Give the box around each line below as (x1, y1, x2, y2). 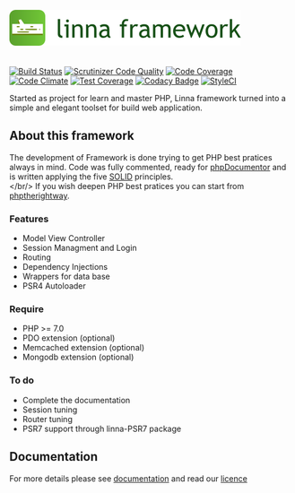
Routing (22, 252, 52, 263)
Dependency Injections (22, 262, 108, 272)
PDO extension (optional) (22, 333, 116, 343)
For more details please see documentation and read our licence (9, 472, 248, 484)
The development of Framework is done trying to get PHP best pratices (9, 151, 273, 162)
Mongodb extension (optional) (22, 351, 134, 363)
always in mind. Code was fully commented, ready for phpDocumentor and (9, 161, 287, 172)
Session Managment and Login (22, 243, 137, 254)
